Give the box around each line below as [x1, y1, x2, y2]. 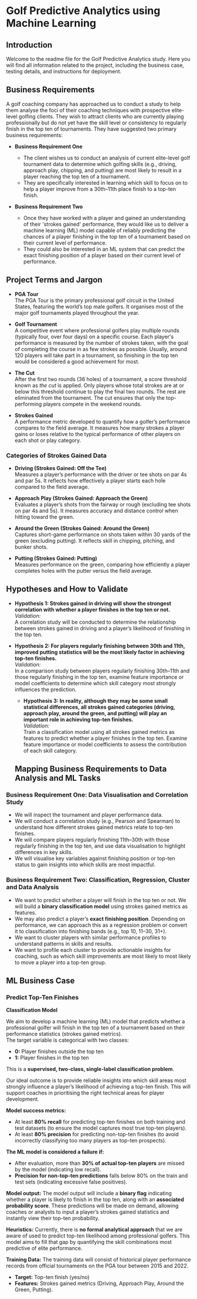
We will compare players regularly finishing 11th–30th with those [14, 836, 170, 844]
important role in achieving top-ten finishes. [23, 716, 134, 723]
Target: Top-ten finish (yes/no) [14, 1274, 90, 1281]
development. [6, 1096, 39, 1103]
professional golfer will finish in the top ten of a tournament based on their [6, 1024, 185, 1031]
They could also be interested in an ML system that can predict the [23, 245, 185, 253]
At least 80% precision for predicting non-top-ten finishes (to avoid [14, 1131, 179, 1138]
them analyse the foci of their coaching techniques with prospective [6, 107, 171, 114]
